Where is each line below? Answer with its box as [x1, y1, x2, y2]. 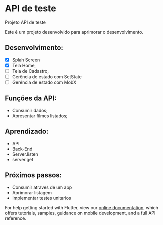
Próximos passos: [5, 171, 62, 180]
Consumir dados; [12, 107, 48, 113]
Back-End [12, 146, 33, 152]
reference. [5, 215, 26, 221]
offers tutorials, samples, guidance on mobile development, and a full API [5, 210, 156, 216]
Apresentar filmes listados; [12, 113, 68, 119]
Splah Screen [12, 57, 40, 63]
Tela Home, [12, 62, 36, 68]
